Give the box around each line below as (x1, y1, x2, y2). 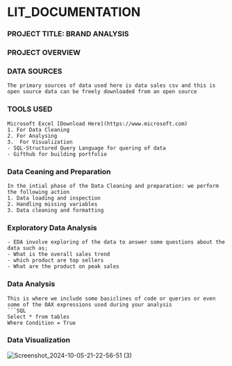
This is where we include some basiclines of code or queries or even (7, 295, 216, 302)
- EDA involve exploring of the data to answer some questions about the (7, 239, 226, 246)
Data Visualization (7, 335, 71, 345)
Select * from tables (7, 313, 70, 320)
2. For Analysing (7, 132, 58, 139)
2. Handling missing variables (7, 200, 98, 207)
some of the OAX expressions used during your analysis (7, 301, 172, 308)
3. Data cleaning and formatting (7, 207, 104, 214)
